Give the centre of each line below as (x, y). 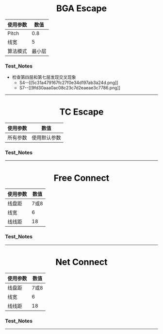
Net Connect (81, 262)
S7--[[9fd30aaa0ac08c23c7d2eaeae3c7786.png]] (70, 88)
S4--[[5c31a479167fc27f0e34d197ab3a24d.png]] (69, 83)
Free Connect (81, 178)
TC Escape (81, 112)
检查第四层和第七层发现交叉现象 (44, 77)
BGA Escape (81, 8)
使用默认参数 (47, 138)
